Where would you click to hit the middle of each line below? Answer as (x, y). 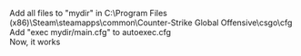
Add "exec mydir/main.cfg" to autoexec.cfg (90, 32)
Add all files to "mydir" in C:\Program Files (89, 13)
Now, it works (35, 42)
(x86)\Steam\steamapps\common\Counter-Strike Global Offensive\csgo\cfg (151, 23)
